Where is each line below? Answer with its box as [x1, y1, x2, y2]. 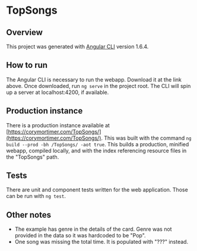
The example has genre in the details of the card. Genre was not [14, 225, 172, 233]
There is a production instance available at [6, 121, 110, 128]
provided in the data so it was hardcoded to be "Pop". [14, 232, 147, 239]
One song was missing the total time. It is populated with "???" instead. [14, 239, 189, 246]
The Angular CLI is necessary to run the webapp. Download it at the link [6, 76, 182, 83]
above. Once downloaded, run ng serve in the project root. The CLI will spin [6, 82, 191, 89]
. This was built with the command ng [100, 134, 192, 142]
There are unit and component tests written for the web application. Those [6, 186, 188, 193]
